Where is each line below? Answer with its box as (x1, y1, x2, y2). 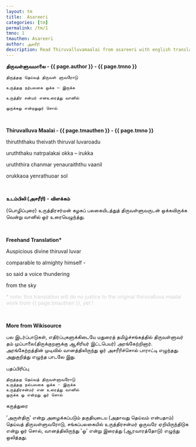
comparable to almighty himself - (6, 259, 86, 266)
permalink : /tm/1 (6, 25, 48, 31)
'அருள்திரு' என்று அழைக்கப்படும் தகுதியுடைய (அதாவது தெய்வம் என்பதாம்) (6, 414, 174, 421)
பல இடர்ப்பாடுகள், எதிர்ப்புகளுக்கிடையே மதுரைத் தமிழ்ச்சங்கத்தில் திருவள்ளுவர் (6, 333, 184, 340)
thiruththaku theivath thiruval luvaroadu (6, 138, 101, 145)
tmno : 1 (6, 30, 25, 36)
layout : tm (6, 8, 33, 15)
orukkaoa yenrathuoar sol (6, 172, 68, 179)
